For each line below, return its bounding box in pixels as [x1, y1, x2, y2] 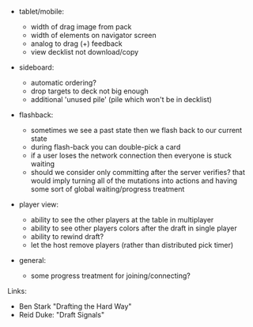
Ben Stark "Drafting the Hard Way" [18, 302, 132, 311]
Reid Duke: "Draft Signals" [18, 310, 104, 319]
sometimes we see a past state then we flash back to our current [30, 126, 243, 135]
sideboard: [18, 63, 55, 72]
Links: [7, 287, 27, 295]
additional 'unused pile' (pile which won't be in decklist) [30, 95, 213, 104]
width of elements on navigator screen [30, 31, 157, 40]
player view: [18, 200, 59, 209]
